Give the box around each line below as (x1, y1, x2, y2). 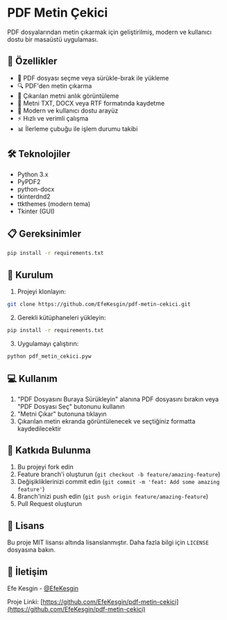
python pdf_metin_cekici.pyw (7, 353, 92, 360)
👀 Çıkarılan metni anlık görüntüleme (17, 92, 119, 100)
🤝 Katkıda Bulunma (7, 444, 92, 456)
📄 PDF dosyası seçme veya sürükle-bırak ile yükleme (17, 74, 169, 82)
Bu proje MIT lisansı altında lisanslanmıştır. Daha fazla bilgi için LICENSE (7, 538, 210, 546)
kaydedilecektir (17, 424, 62, 433)
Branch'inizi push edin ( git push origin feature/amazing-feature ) (17, 492, 209, 501)
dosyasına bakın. (7, 546, 56, 554)
